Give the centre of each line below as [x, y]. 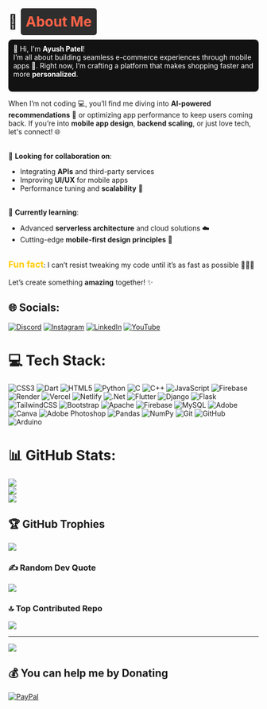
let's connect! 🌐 [35, 131]
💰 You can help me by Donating [88, 674]
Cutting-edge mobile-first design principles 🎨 [96, 239]
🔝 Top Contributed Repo [56, 608]
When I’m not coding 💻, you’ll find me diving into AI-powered [110, 103]
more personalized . [46, 74]
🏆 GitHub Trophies [57, 524]
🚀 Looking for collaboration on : [60, 156]
